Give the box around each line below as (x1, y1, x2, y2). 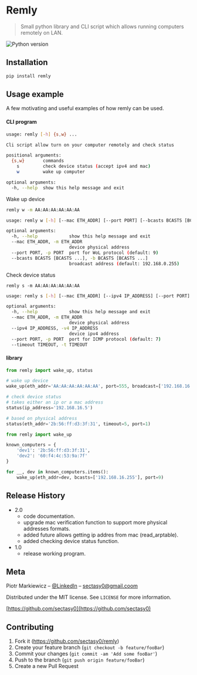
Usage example (6, 89, 64, 100)
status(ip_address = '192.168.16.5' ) (6, 405, 93, 411)
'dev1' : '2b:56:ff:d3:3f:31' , (16, 447, 91, 453)
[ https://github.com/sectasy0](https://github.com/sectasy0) (6, 605, 151, 612)
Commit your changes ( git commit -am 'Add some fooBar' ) (14, 650, 158, 657)
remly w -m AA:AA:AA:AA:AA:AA (6, 206, 80, 213)
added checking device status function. (23, 537, 119, 544)
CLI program (6, 118, 37, 125)
